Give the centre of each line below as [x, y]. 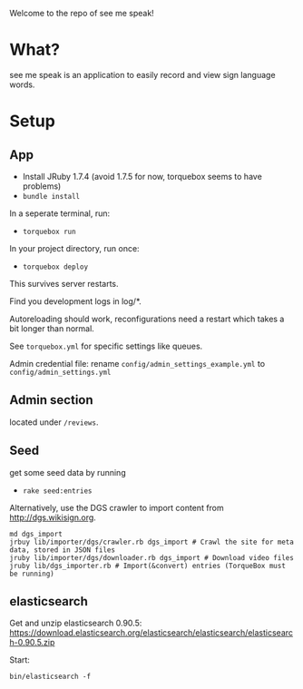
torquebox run [49, 231]
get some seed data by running [68, 472]
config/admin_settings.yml [60, 372]
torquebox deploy [55, 267]
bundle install [51, 196]
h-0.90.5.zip [32, 643]
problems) [42, 186]
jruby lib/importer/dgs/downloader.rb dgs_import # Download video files [152, 557]
